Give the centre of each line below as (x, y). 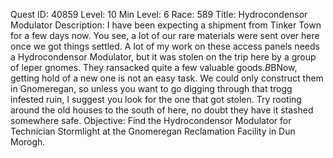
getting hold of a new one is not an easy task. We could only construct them (167, 78)
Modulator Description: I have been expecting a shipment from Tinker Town (166, 25)
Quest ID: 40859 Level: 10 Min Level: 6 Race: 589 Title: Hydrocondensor (159, 14)
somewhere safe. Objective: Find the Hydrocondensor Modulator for (151, 120)
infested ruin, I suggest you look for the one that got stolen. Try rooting (156, 99)
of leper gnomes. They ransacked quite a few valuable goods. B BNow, (154, 67)
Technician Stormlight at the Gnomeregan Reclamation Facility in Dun (153, 131)
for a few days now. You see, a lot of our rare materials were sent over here (165, 35)
